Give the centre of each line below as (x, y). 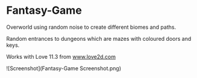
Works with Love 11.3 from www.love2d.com (61, 56)
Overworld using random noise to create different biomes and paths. (91, 27)
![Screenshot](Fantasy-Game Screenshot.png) (64, 68)
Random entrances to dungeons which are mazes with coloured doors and (99, 38)
